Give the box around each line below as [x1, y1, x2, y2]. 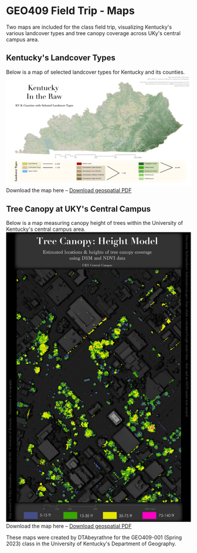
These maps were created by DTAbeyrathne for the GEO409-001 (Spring [6, 534, 182, 541]
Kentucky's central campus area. [6, 226, 86, 233]
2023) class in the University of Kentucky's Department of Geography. [6, 540, 176, 547]
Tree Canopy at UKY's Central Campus [6, 204, 151, 214]
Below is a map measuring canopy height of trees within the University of [6, 220, 184, 227]
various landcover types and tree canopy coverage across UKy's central [6, 29, 181, 36]
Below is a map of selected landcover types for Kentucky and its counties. [6, 69, 185, 76]
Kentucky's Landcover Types [6, 53, 116, 63]
